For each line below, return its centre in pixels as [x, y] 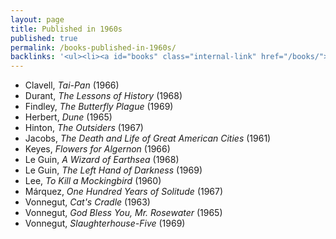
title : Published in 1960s [66, 29]
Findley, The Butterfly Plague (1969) [99, 107]
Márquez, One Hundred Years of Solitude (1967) [124, 192]
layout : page [37, 19]
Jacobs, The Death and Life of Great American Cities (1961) [148, 138]
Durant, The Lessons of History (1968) [103, 96]
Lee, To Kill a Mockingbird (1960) [93, 181]
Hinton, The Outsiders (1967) [84, 128]
